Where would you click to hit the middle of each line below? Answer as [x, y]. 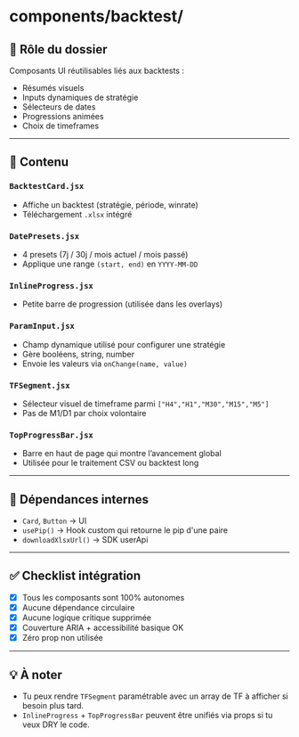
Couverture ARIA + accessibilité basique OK [103, 627]
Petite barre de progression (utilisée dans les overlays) [122, 304]
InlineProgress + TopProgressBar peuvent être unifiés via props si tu [147, 715]
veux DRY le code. [56, 725]
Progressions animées [63, 116]
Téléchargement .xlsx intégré [77, 214]
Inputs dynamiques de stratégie [80, 97]
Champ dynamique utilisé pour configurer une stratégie [124, 344]
